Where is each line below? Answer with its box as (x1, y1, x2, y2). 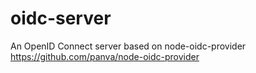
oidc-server (10, 7, 112, 30)
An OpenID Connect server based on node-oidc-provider (10, 40, 247, 52)
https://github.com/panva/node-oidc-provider (10, 50, 200, 62)
